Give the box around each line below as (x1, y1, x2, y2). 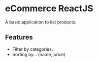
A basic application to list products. (5, 19, 77, 25)
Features (5, 33, 33, 41)
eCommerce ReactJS (5, 3, 94, 14)
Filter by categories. (12, 46, 53, 52)
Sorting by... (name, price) (12, 51, 65, 57)
